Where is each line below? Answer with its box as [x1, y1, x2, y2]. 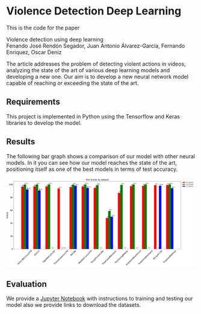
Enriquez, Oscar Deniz [6, 48, 62, 55]
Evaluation [6, 279, 47, 289]
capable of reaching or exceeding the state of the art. [6, 79, 139, 87]
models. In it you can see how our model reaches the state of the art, [6, 159, 178, 166]
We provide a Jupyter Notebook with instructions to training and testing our [6, 295, 194, 302]
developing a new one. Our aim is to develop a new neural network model [6, 73, 188, 80]
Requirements [6, 97, 60, 107]
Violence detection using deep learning [6, 35, 104, 43]
